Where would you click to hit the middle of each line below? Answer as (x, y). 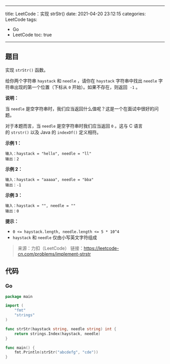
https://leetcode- (101, 248)
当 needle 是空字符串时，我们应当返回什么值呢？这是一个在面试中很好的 (80, 109)
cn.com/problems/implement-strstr (54, 254)
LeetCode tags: (21, 19)
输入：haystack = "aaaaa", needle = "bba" (50, 179)
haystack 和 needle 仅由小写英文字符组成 (55, 237)
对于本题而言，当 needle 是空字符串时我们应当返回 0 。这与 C (69, 126)
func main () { (20, 348)
